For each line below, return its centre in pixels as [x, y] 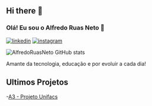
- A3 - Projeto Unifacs [32, 97]
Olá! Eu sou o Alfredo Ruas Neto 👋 [55, 28]
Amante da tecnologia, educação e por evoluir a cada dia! [76, 63]
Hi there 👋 [24, 11]
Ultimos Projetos [37, 83]
